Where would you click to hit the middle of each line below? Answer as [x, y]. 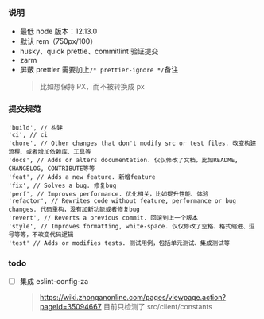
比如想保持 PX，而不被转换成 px [92, 87]
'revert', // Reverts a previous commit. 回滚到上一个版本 [103, 218]
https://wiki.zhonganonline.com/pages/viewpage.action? [133, 297]
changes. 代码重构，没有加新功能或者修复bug [74, 209]
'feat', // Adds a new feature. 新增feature [82, 177]
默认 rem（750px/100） [58, 41]
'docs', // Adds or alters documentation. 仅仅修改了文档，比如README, [123, 160]
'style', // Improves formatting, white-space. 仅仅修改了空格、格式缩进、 [128, 226]
